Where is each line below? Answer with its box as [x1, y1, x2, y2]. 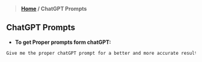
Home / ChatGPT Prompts [20, 5, 87, 12]
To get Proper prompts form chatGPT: [14, 39, 111, 46]
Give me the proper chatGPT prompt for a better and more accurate [6, 50, 179, 56]
